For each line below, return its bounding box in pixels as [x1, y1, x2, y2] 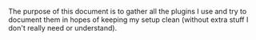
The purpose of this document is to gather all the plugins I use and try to [8, 7, 247, 16]
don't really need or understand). [8, 24, 118, 32]
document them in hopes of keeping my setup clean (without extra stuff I [8, 15, 249, 24]
